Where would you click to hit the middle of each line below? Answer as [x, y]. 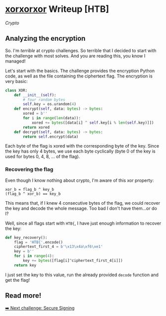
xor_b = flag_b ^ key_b [30, 189]
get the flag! [18, 280]
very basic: [17, 81]
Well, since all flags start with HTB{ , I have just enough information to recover [83, 223]
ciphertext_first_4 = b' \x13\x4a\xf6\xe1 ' [58, 247]
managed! [15, 61]
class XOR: [16, 90]
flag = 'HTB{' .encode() [39, 242]
